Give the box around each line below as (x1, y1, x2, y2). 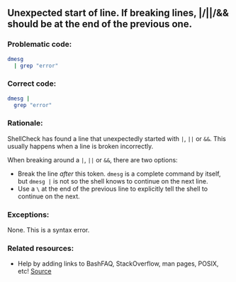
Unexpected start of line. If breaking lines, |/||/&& (7, 7, 229, 19)
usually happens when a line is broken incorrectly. (7, 142, 154, 150)
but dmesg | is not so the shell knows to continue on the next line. (17, 176, 208, 185)
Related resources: (7, 244, 74, 253)
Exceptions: (7, 210, 50, 220)
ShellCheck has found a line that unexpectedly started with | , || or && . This (7, 134, 227, 142)
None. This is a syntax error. (7, 226, 90, 235)
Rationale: (7, 118, 43, 128)
